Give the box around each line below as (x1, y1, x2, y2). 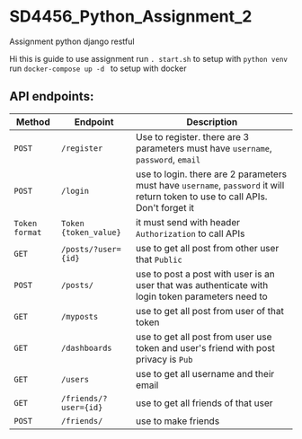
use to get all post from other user (136, 241, 280, 254)
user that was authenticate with (136, 278, 269, 291)
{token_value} (61, 227, 121, 237)
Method (16, 115, 51, 127)
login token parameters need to (136, 290, 268, 303)
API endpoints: (9, 89, 94, 104)
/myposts (61, 312, 99, 321)
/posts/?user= (61, 244, 121, 254)
